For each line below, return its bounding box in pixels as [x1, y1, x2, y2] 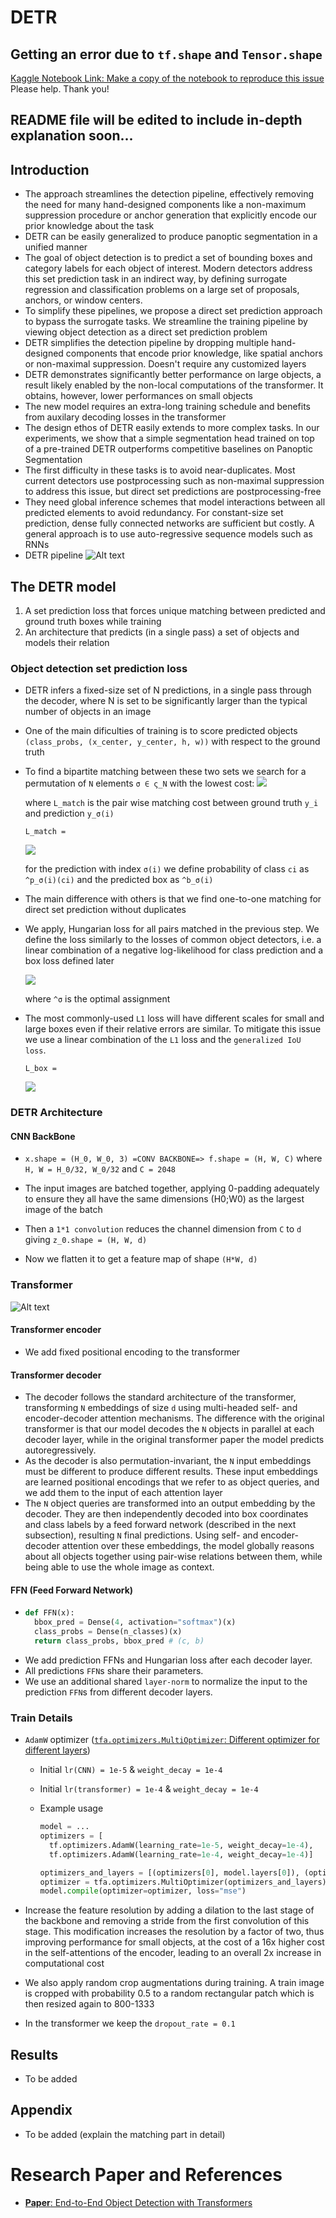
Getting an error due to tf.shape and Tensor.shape [10, 46, 323, 63]
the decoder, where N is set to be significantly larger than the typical [24, 695, 308, 707]
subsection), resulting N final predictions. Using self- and [24, 1529, 259, 1541]
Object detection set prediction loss [10, 661, 188, 675]
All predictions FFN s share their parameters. [24, 1664, 204, 1676]
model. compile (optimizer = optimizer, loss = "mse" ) [39, 1886, 247, 1896]
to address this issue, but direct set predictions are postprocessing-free [24, 486, 322, 498]
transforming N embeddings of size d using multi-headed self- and [24, 1402, 298, 1414]
